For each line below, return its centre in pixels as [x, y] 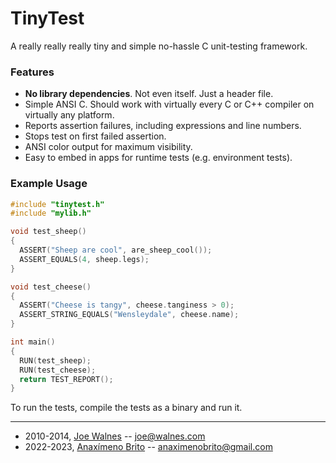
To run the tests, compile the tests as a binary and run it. [126, 408]
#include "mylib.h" [51, 213]
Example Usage [49, 184]
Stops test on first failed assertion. [95, 136]
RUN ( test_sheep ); [55, 360]
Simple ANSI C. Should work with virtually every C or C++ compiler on [169, 104]
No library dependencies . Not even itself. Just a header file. [149, 94]
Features [32, 72]
